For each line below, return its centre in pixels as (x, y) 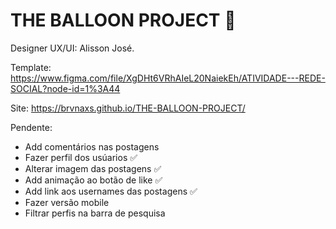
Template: (31, 67)
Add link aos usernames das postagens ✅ (111, 191)
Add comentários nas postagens (92, 146)
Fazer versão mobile (67, 202)
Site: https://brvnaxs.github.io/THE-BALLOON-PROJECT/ (128, 108)
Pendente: (31, 127)
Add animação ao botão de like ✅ (93, 180)
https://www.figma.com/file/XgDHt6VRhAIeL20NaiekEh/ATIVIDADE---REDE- (168, 78)
